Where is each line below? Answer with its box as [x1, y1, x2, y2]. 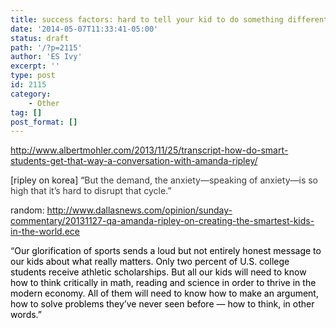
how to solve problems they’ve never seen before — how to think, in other [10, 298, 315, 310]
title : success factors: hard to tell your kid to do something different [10, 14, 329, 25]
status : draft [10, 33, 70, 43]
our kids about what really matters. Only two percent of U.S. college [10, 256, 290, 268]
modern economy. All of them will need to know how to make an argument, [10, 287, 319, 300]
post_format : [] [10, 117, 78, 127]
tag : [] [10, 107, 43, 118]
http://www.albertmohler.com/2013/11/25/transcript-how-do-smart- [10, 144, 289, 156]
